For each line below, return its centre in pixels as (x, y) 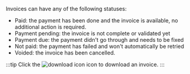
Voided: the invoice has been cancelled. (65, 53)
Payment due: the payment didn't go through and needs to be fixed (99, 40)
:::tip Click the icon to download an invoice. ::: (85, 64)
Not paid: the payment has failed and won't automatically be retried (99, 46)
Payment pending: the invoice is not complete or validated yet (92, 33)
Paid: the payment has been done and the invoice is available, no (96, 20)
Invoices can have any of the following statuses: (66, 9)
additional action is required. (50, 27)
